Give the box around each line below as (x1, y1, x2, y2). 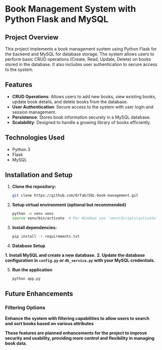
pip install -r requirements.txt (12, 234, 80, 239)
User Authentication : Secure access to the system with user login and (12, 104, 154, 110)
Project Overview (5, 33, 59, 41)
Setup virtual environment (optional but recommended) (12, 202, 127, 208)
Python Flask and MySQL (5, 14, 109, 25)
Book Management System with (5, 3, 136, 15)
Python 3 (12, 146, 31, 152)
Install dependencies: (12, 225, 57, 230)
